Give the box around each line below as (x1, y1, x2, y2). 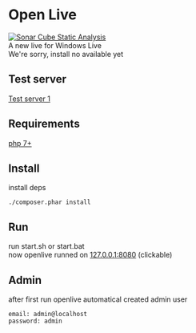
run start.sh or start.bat (8, 242, 86, 251)
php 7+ (8, 138, 32, 148)
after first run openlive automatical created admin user (8, 294, 188, 304)
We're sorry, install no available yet (8, 49, 124, 59)
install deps (8, 183, 46, 193)
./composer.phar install (8, 198, 91, 206)
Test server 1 (8, 94, 50, 104)
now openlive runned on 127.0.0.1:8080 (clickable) (8, 250, 173, 260)
